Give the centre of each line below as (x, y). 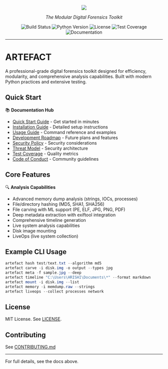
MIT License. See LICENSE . (33, 319)
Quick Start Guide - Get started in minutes (55, 121)
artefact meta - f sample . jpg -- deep (43, 273)
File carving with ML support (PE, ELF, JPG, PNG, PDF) (69, 209)
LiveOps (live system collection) (45, 236)
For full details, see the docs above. (42, 361)
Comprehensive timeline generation (49, 220)
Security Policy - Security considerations (54, 143)
